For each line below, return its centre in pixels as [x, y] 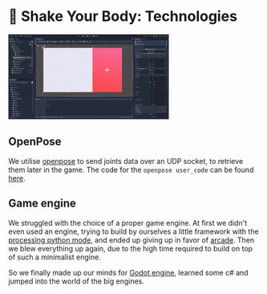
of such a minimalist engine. [55, 257]
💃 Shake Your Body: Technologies [123, 16]
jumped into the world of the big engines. [76, 281]
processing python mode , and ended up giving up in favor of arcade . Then [131, 239]
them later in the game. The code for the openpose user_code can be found [131, 169]
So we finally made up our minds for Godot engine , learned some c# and [128, 272]
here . [17, 178]
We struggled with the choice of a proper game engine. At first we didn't [128, 223]
